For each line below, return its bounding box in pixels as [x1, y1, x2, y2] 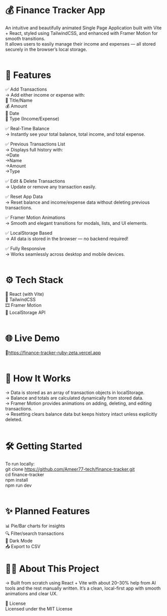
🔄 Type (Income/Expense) [5, 115, 60, 122]
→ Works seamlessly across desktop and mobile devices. [5, 251, 125, 257]
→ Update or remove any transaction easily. [5, 183, 97, 189]
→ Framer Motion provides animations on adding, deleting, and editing [5, 400, 152, 406]
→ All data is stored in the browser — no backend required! [5, 236, 129, 242]
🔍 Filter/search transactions [5, 530, 64, 536]
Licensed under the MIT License [5, 605, 72, 611]
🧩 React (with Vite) [5, 291, 44, 297]
